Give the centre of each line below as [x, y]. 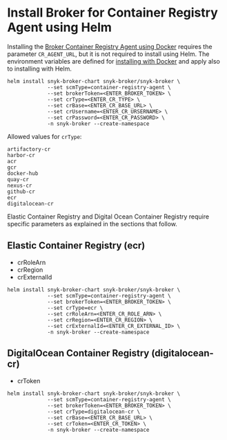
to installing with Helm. [40, 68]
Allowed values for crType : [45, 136]
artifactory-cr [29, 149]
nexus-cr [20, 185]
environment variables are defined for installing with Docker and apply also [114, 61]
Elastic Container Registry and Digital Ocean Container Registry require [108, 217]
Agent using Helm [60, 27]
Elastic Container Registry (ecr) [76, 246]
